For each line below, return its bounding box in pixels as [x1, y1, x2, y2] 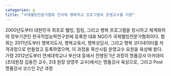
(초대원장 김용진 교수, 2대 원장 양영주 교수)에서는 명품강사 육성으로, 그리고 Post [5, 59, 163, 65]
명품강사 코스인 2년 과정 [5, 65, 53, 71]
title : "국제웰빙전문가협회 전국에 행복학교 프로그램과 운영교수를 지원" [5, 12, 135, 17]
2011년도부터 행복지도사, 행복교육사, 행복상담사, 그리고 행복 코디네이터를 [14, 39, 159, 46]
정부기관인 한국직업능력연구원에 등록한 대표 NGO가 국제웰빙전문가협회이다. [10, 33, 160, 39]
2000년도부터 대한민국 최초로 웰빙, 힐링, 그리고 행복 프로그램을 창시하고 [5, 27, 149, 33]
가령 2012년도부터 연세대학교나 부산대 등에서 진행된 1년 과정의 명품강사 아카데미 [5, 52, 164, 59]
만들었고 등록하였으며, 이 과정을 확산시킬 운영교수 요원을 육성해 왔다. [27, 46, 163, 52]
